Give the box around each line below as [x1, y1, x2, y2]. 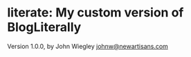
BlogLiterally [7, 19, 82, 35]
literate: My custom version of [7, 5, 184, 21]
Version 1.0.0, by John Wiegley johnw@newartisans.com [7, 42, 168, 50]
